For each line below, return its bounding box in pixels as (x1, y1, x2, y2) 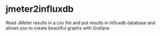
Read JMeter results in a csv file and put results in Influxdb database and (5, 20, 156, 26)
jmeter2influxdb (5, 3, 74, 15)
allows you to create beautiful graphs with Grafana (5, 25, 110, 31)
